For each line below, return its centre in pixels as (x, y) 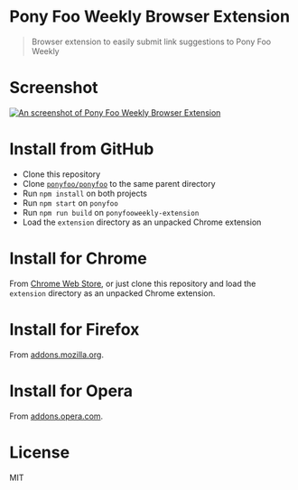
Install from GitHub (82, 149)
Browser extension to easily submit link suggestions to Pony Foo (151, 42)
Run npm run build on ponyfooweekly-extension (111, 212)
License (40, 452)
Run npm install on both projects (84, 193)
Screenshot (54, 88)
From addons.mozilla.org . (56, 355)
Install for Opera (71, 391)
